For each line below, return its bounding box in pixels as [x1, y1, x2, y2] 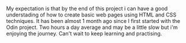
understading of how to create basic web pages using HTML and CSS [6, 11, 177, 18]
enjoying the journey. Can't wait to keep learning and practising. [6, 30, 162, 37]
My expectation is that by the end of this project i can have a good [6, 5, 168, 12]
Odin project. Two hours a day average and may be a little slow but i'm [6, 24, 178, 31]
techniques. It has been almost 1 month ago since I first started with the [6, 18, 181, 24]
